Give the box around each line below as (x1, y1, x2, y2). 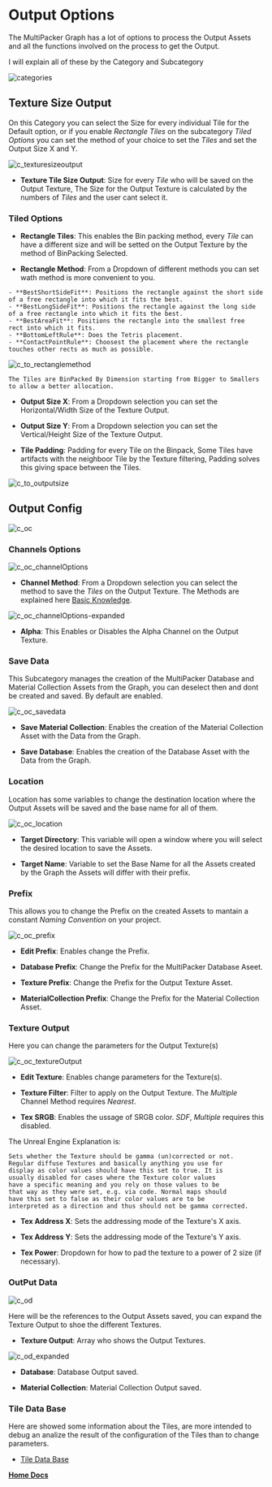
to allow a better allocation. (8, 383, 114, 391)
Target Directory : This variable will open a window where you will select (19, 834, 262, 844)
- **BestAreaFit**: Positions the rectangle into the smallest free (8, 317, 245, 326)
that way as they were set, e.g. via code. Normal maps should (8, 1188, 227, 1196)
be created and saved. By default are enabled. (8, 691, 163, 701)
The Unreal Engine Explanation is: (8, 1137, 122, 1147)
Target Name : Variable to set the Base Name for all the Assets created (19, 858, 256, 868)
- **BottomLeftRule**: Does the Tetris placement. (8, 331, 183, 339)
